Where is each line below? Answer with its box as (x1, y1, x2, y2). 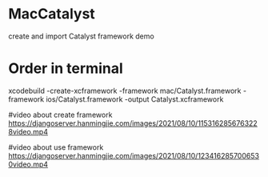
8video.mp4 (8, 127, 48, 136)
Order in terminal (8, 59, 123, 78)
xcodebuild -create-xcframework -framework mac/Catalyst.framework (8, 86, 242, 95)
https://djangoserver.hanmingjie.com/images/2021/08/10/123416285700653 (8, 151, 260, 160)
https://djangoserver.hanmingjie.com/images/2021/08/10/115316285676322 (8, 118, 258, 128)
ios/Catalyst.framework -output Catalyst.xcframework (46, 94, 224, 104)
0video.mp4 (8, 159, 49, 169)
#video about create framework (8, 110, 113, 119)
